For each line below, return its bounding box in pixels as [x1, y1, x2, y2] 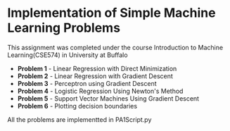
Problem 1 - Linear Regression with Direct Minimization [17, 64, 177, 73]
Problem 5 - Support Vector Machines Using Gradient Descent [17, 94, 199, 103]
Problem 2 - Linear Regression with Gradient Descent [17, 72, 174, 80]
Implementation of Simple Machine [7, 5, 216, 21]
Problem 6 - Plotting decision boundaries [17, 101, 138, 110]
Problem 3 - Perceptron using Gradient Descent [17, 79, 157, 87]
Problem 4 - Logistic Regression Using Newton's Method [17, 87, 184, 95]
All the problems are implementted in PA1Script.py [7, 115, 152, 124]
